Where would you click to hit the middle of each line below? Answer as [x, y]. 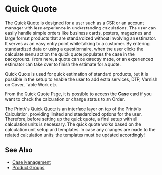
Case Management [31, 162]
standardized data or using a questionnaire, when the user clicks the [74, 49]
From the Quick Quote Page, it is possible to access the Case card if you [79, 94]
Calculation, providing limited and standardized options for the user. [74, 114]
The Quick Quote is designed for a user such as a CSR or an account [75, 23]
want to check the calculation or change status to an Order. [65, 99]
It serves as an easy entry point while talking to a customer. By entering [77, 43]
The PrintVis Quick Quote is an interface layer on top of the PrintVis [73, 109]
